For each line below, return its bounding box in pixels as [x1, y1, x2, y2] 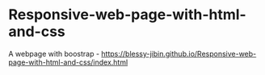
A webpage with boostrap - [8, 49, 99, 58]
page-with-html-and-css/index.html [8, 57, 128, 67]
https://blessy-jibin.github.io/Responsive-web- [100, 49, 257, 58]
